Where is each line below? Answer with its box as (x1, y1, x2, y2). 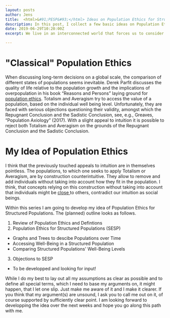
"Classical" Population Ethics (5, 57, 132, 69)
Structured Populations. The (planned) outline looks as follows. (5, 210, 137, 216)
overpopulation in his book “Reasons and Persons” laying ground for (5, 90, 148, 96)
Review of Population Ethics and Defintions (12, 220, 103, 226)
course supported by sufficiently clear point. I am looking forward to (5, 297, 147, 303)
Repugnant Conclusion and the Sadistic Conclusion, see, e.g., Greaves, (5, 112, 154, 118)
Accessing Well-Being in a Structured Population (12, 240, 114, 246)
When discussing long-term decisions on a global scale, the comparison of (5, 74, 162, 80)
